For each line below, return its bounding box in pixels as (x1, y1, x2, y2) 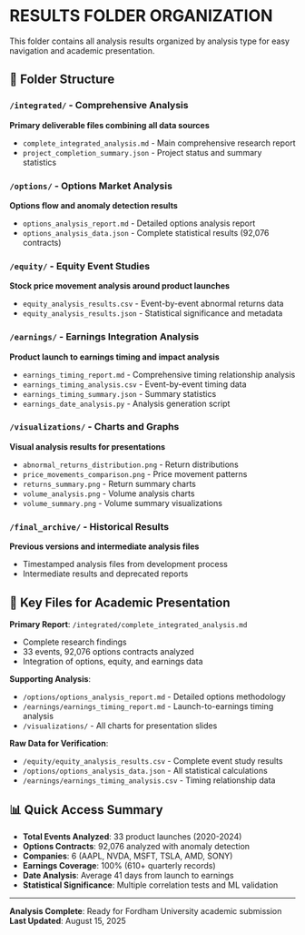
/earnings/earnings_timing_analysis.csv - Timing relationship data (22, 775, 276, 786)
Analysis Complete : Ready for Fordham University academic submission (9, 905, 282, 916)
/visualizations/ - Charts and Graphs (9, 421, 180, 433)
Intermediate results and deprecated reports (22, 568, 189, 579)
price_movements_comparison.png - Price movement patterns (22, 468, 248, 479)
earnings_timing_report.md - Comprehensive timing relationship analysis (22, 369, 296, 380)
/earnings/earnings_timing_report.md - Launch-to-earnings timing (22, 700, 274, 711)
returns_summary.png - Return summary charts (22, 478, 197, 489)
